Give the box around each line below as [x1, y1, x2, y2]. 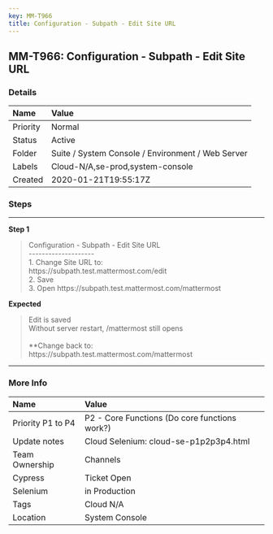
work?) [84, 422, 111, 433]
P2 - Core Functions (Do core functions [84, 412, 237, 423]
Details [8, 86, 37, 98]
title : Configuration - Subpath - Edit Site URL [8, 20, 176, 28]
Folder [12, 148, 37, 159]
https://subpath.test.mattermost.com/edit [28, 266, 167, 276]
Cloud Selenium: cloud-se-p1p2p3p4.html [84, 436, 250, 447]
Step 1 [8, 224, 30, 234]
